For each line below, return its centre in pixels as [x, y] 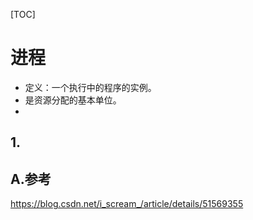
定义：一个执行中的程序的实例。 [90, 87]
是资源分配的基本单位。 [73, 100]
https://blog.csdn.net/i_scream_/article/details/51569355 [127, 204]
